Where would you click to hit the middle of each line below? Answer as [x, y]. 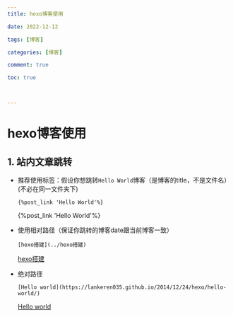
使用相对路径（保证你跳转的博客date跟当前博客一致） [95, 230]
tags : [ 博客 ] [25, 40]
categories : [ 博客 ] [35, 52]
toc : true [22, 78]
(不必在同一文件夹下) [48, 189]
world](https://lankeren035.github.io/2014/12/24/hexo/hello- [133, 287]
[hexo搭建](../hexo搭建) [52, 245]
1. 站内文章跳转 [40, 162]
